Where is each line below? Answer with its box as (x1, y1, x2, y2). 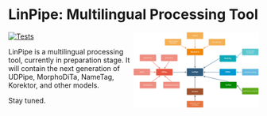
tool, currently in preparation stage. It (8, 55, 130, 65)
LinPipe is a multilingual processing (8, 47, 124, 56)
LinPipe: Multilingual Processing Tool (8, 6, 258, 24)
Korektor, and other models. (8, 80, 99, 90)
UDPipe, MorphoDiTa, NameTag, (8, 72, 114, 81)
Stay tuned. (8, 95, 46, 105)
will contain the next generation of (8, 63, 121, 73)
